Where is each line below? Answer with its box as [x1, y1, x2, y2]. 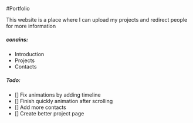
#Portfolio [6, 5, 31, 12]
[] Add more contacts [14, 104, 66, 111]
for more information [6, 23, 56, 29]
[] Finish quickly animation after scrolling [14, 97, 113, 104]
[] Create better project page [14, 110, 84, 117]
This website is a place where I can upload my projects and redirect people [6, 16, 188, 23]
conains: [6, 36, 28, 43]
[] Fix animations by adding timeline [14, 91, 101, 98]
